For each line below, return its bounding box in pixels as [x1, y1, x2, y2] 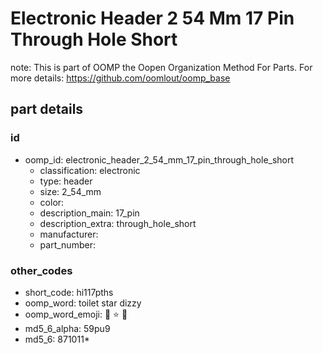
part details [10, 101, 84, 118]
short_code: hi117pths [24, 286, 114, 298]
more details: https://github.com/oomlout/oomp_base [10, 72, 231, 84]
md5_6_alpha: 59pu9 [24, 322, 111, 334]
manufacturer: [39, 228, 99, 240]
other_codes [10, 263, 73, 277]
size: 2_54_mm [39, 185, 102, 197]
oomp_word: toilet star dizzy [24, 297, 142, 309]
